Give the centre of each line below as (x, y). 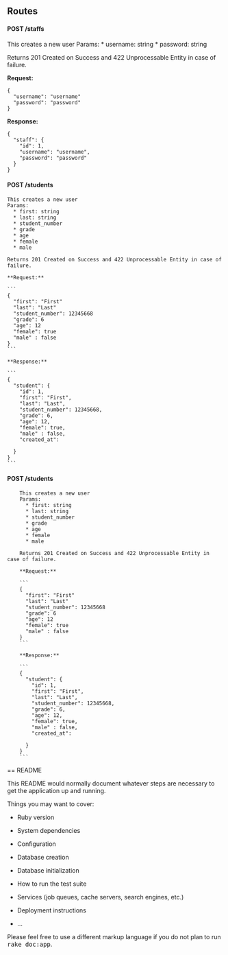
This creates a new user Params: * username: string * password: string (107, 44)
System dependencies (49, 830)
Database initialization (48, 870)
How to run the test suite (52, 884)
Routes (23, 11)
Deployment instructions (52, 910)
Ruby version (36, 817)
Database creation (43, 857)
